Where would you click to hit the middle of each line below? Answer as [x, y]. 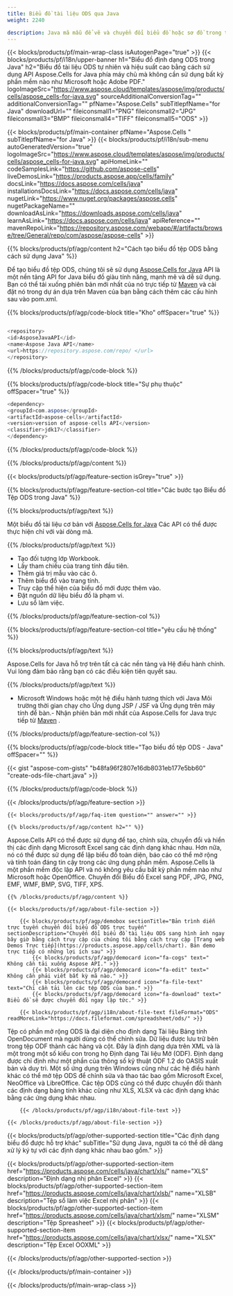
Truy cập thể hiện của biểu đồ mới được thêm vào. [89, 588]
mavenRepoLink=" [34, 228]
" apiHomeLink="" [122, 162]
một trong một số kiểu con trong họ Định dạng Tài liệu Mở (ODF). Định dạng [115, 1053]
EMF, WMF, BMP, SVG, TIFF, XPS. [55, 884]
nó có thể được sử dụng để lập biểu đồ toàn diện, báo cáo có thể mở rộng [113, 855]
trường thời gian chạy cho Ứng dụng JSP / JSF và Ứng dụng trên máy [116, 706]
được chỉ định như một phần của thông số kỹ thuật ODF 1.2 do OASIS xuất [113, 1061]
